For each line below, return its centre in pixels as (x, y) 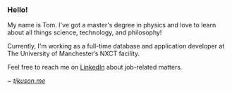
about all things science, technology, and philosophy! (85, 32)
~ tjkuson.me (26, 81)
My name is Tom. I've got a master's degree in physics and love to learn (112, 25)
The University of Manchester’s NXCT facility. (74, 53)
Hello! (18, 10)
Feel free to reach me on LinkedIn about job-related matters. (95, 67)
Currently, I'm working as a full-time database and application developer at (116, 46)
